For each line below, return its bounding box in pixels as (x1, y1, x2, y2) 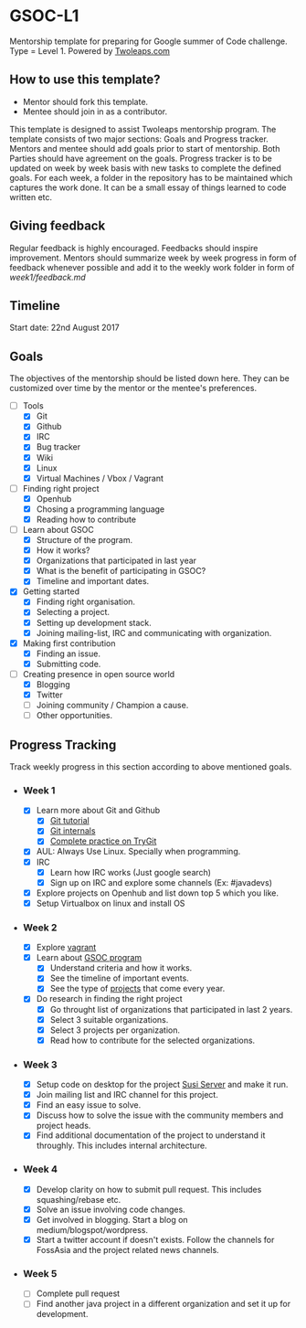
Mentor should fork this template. (22, 96, 149, 107)
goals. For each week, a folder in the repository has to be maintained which (9, 172, 293, 183)
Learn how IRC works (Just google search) (49, 866, 212, 877)
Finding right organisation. (36, 596, 135, 608)
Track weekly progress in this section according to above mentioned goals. (9, 760, 292, 772)
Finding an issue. (36, 648, 100, 659)
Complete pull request (36, 1288, 121, 1299)
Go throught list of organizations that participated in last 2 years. (49, 1004, 293, 1015)
